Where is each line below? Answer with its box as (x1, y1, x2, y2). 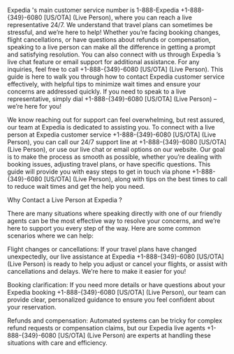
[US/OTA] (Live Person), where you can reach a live (43, 13, 192, 22)
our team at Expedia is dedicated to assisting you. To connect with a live (7, 123, 215, 131)
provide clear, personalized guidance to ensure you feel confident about (7, 295, 215, 304)
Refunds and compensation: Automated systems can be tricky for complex (7, 316, 222, 325)
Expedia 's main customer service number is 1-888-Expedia (7, 6, 180, 14)
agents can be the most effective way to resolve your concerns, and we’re (7, 217, 221, 225)
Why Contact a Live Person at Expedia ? (7, 196, 122, 204)
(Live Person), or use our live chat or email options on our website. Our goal (7, 146, 225, 153)
